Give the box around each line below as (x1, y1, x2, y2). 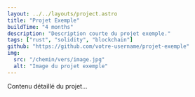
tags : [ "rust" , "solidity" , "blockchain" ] (7, 37, 133, 44)
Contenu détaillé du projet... (7, 82, 88, 90)
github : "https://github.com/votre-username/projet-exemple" (7, 43, 190, 50)
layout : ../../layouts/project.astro (7, 10, 118, 18)
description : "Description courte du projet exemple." (7, 30, 171, 37)
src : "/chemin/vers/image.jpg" (13, 56, 105, 63)
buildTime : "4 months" (7, 23, 74, 30)
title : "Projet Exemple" (7, 17, 80, 24)
